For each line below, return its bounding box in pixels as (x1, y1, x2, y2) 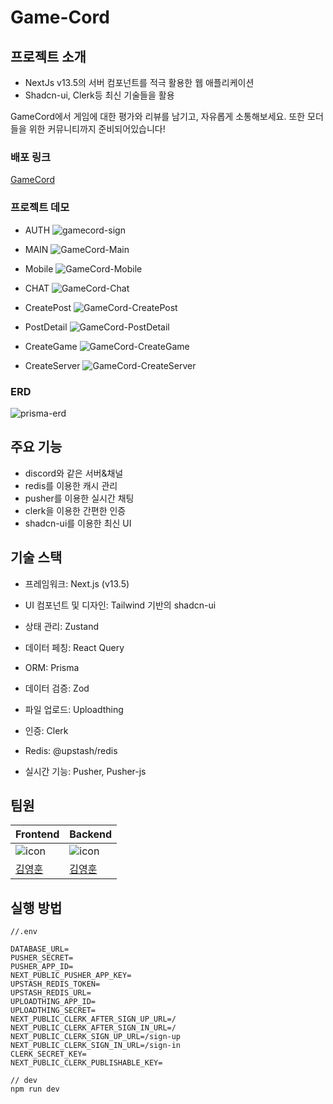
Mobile (24, 262, 54, 275)
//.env (10, 927, 38, 937)
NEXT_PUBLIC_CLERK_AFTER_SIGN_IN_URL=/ (10, 1023, 177, 1033)
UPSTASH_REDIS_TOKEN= (10, 979, 101, 990)
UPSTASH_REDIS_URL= (10, 988, 92, 998)
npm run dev (10, 1084, 60, 1095)
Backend (69, 827, 113, 841)
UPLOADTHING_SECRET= (10, 1006, 97, 1016)
